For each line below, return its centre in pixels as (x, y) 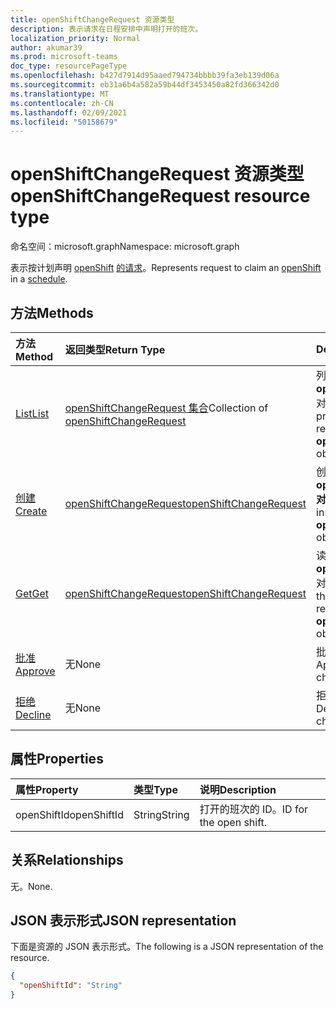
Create (31, 511)
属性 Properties (57, 759)
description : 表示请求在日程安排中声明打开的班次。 (106, 29)
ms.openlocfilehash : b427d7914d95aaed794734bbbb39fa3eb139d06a (145, 76)
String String (161, 814)
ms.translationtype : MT (60, 94)
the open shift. (233, 822)
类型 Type (155, 789)
